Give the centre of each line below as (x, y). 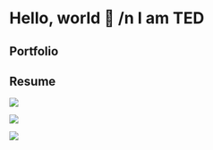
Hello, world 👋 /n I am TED (107, 18)
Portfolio (34, 51)
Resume (33, 81)
